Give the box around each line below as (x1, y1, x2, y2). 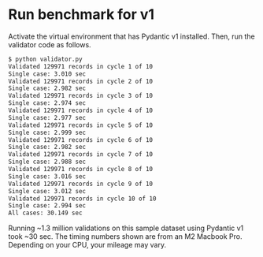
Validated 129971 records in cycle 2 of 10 (8, 77, 154, 85)
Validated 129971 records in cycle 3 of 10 (8, 92, 154, 100)
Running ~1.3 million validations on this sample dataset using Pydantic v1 (8, 223, 244, 233)
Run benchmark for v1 (8, 6, 155, 24)
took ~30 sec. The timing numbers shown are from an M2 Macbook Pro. (8, 232, 243, 241)
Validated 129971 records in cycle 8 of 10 (8, 166, 154, 173)
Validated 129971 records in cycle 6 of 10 (8, 136, 154, 143)
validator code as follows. (8, 39, 92, 49)
